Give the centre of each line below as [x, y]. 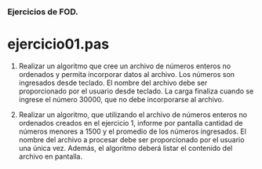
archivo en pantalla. [51, 156]
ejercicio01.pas [58, 44]
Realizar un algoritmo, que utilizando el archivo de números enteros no [133, 114]
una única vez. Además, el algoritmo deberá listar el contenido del [126, 148]
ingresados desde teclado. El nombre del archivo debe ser [113, 83]
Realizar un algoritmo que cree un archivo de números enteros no [125, 66]
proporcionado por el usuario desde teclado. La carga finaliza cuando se [136, 91]
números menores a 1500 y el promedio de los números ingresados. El [132, 131]
